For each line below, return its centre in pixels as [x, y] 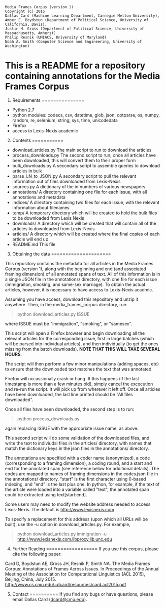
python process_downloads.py [48, 419]
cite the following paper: [37, 554]
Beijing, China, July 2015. [31, 579]
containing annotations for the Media [82, 76]
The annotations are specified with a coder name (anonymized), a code [78, 458]
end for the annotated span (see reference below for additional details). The [82, 468]
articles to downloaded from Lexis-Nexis [53, 228]
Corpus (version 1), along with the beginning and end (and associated [76, 269]
